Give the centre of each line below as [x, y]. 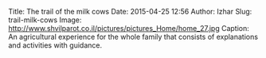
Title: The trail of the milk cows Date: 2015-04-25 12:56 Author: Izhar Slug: [130, 12]
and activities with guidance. [55, 45]
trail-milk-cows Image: [45, 20]
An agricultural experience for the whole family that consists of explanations [133, 37]
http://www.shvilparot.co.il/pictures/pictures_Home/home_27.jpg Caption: [129, 28]
